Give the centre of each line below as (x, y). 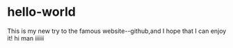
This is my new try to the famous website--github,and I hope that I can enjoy (117, 31)
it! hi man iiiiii (26, 38)
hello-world (42, 12)
